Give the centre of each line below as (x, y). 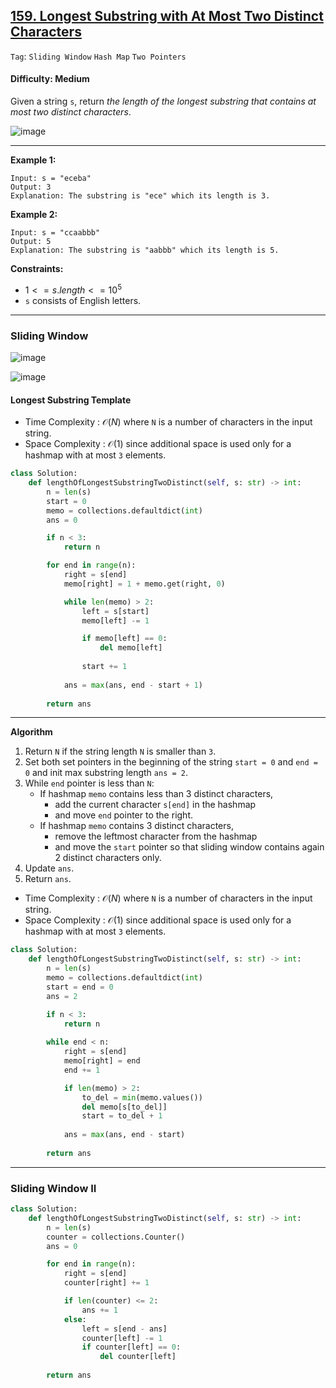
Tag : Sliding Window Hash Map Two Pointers (98, 56)
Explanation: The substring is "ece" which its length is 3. (140, 196)
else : (75, 1319)
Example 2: (34, 215)
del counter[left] (138, 1357)
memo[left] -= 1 (115, 620)
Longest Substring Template (71, 400)
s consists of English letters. (83, 300)
